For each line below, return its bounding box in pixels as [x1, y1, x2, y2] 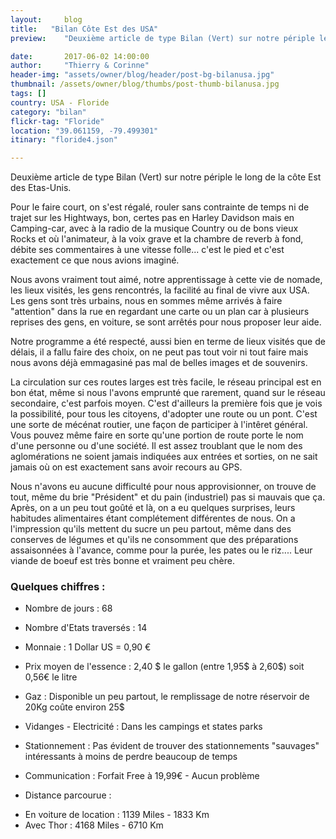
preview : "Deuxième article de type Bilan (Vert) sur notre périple [10, 33, 315, 43]
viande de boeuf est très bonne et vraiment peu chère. [10, 555, 235, 567]
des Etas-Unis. [10, 182, 72, 194]
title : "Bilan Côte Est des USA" [10, 24, 159, 34]
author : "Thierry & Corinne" [10, 61, 150, 71]
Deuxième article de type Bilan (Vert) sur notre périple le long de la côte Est [10, 171, 322, 183]
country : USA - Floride [10, 97, 110, 108]
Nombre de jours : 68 [24, 602, 113, 615]
